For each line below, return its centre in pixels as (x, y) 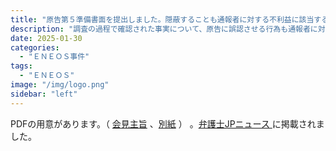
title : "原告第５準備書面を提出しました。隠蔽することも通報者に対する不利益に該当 (162, 19)
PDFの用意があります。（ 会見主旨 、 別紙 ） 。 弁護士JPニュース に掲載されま (167, 123)
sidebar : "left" (44, 94)
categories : (35, 47)
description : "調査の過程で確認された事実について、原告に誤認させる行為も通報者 (160, 29)
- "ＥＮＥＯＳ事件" (54, 57)
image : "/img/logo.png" (60, 85)
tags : (21, 66)
